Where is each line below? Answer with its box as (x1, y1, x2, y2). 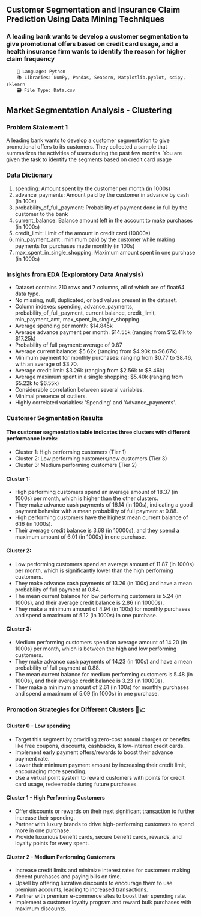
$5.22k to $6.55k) (14, 379, 59, 387)
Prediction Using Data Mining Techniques (6, 14, 165, 25)
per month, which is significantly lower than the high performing (14, 567, 174, 574)
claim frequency (6, 55, 55, 63)
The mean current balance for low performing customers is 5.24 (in (14, 592, 182, 599)
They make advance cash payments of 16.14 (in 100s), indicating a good (14, 501, 193, 508)
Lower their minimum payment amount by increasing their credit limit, (14, 761, 187, 768)
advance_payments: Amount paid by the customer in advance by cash (14, 191, 189, 198)
